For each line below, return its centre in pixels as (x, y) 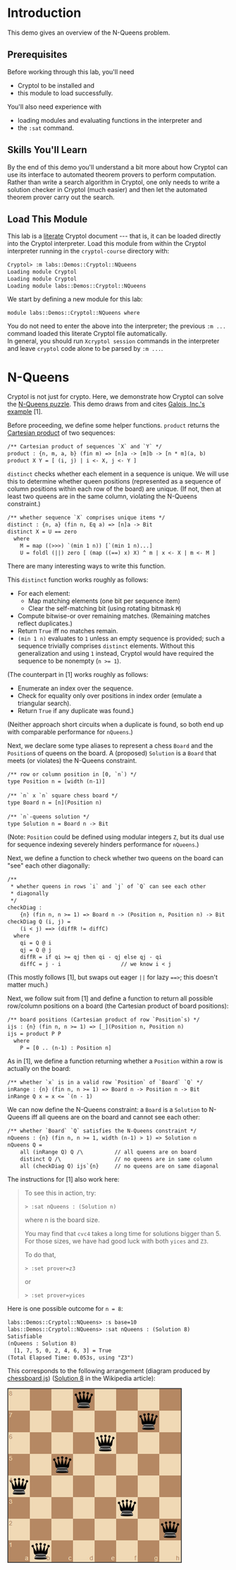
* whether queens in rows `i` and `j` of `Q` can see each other (108, 887)
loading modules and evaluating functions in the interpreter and (110, 120)
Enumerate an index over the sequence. (75, 688)
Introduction (44, 13)
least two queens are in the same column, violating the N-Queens (102, 496)
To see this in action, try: (60, 1193)
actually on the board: (39, 1069)
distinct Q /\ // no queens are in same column (116, 1159)
